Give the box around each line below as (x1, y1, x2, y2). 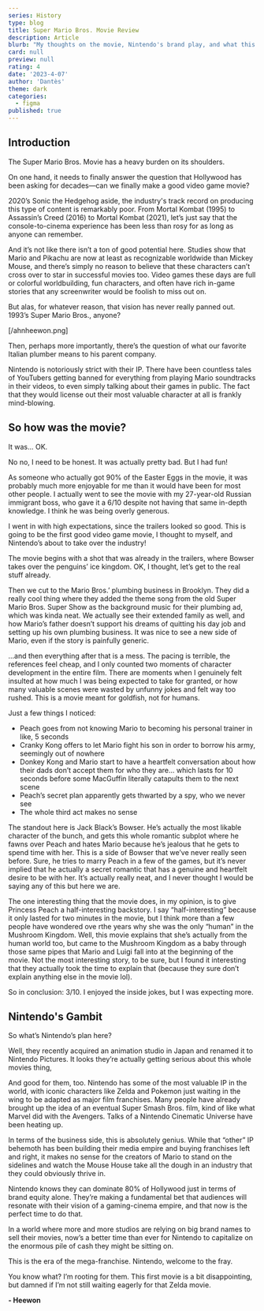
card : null (8, 48, 44, 56)
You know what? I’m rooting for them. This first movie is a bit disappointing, (8, 1272, 253, 1282)
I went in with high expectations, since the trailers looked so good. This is (8, 521, 247, 531)
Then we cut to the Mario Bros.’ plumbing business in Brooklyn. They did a (8, 585, 250, 595)
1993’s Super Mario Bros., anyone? (8, 310, 121, 319)
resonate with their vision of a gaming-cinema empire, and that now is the (8, 1201, 248, 1211)
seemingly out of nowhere (19, 749, 105, 758)
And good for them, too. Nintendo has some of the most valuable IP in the (8, 1078, 247, 1088)
